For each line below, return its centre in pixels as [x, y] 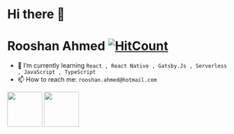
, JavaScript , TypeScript [57, 73]
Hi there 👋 [36, 14]
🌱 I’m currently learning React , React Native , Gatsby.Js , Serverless [122, 66]
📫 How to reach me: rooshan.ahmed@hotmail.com [87, 80]
